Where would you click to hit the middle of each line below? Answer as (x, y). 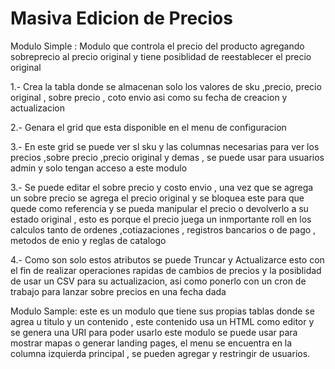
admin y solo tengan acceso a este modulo (99, 168)
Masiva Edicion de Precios (121, 18)
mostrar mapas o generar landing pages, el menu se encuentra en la (151, 343)
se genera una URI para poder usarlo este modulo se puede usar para (154, 332)
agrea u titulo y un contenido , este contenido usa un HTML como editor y (162, 321)
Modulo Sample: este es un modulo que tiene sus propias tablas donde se (162, 311)
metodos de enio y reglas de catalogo (88, 240)
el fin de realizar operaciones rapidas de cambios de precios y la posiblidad (166, 270)
